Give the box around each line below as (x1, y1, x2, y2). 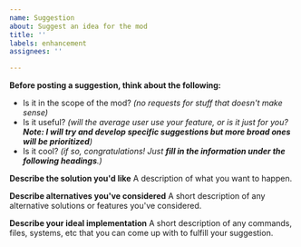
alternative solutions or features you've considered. (9, 201, 202, 212)
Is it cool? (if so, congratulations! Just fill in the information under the (22, 146, 286, 157)
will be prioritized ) (22, 136, 93, 147)
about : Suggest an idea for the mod (9, 22, 148, 31)
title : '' (9, 30, 47, 39)
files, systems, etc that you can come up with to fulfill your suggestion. (9, 228, 274, 239)
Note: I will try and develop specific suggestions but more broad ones (22, 126, 291, 137)
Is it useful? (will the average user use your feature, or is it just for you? (22, 117, 288, 128)
